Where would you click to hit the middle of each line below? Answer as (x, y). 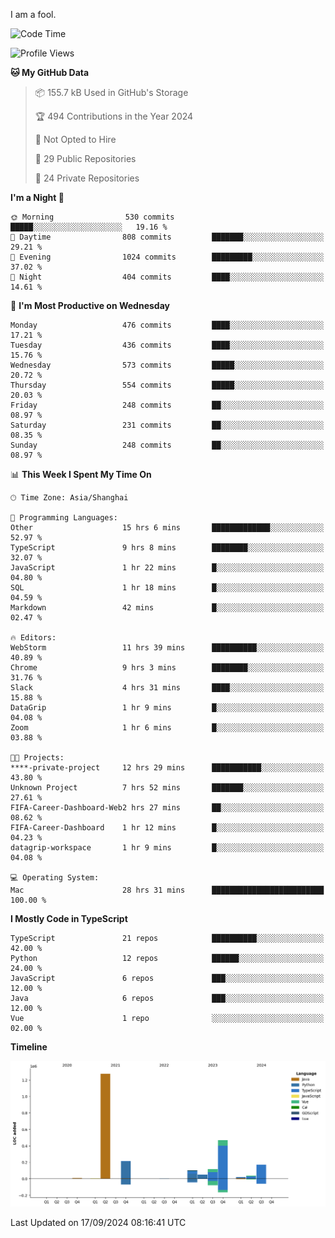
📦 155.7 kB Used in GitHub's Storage (111, 92)
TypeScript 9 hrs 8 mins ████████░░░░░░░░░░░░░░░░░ (167, 548)
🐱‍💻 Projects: (37, 758)
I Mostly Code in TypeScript (69, 918)
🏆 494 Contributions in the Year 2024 (114, 116)
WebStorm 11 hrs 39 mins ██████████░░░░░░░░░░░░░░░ (167, 648)
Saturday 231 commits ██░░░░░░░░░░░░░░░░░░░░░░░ (167, 425)
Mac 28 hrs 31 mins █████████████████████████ (167, 890)
